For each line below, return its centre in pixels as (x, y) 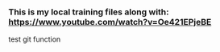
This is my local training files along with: (89, 12)
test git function (35, 39)
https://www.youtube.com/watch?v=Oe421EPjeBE (110, 22)
